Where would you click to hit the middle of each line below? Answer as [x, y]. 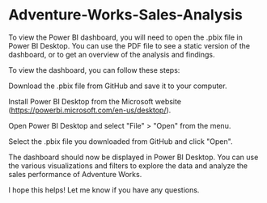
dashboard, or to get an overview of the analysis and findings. [112, 54]
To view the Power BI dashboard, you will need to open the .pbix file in [125, 37]
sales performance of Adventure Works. [75, 174]
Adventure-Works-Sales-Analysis [125, 15]
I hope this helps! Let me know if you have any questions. [104, 190]
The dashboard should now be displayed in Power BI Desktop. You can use [133, 157]
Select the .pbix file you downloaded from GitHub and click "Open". [121, 141]
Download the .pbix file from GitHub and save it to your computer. [118, 86]
